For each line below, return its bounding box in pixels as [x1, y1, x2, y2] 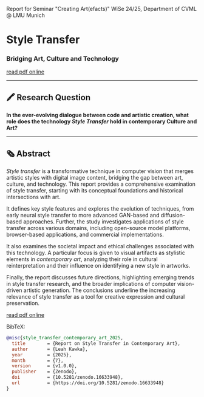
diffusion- [160, 212, 185, 219]
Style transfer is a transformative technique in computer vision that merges [6, 168, 194, 175]
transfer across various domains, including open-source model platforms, [6, 225, 191, 232]
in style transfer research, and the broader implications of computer [6, 280, 176, 288]
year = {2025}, [12, 351, 72, 358]
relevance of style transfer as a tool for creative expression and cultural [6, 293, 185, 300]
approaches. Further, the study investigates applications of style [23, 218, 184, 225]
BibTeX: [6, 323, 25, 330]
